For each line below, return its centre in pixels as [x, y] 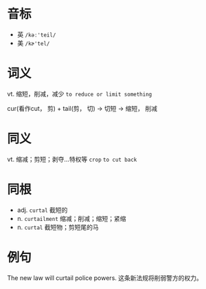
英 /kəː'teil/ [36, 34]
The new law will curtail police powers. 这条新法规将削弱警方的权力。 [105, 278]
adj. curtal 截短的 [42, 210]
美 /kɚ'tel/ [33, 43]
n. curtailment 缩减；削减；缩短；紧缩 [71, 218]
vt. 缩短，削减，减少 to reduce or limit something [80, 94]
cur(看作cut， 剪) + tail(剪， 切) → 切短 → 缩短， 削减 [82, 108]
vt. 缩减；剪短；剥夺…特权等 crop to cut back [72, 159]
